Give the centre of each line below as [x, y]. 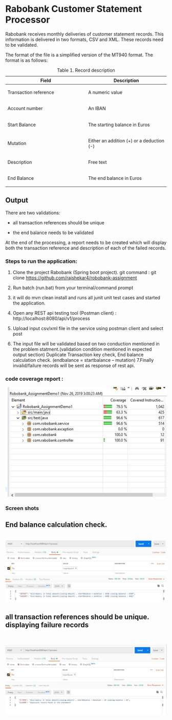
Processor [28, 20]
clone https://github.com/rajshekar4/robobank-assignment [75, 278]
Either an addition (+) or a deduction [126, 140]
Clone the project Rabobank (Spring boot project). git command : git [84, 273]
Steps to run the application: [41, 261]
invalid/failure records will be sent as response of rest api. [74, 366]
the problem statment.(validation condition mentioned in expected [82, 349]
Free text [98, 162]
